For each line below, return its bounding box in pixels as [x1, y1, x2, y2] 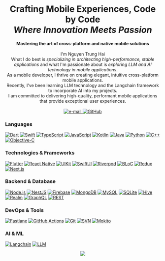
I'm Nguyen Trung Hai [61, 51, 105, 57]
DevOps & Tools [5, 206, 44, 213]
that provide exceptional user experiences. [39, 98, 127, 104]
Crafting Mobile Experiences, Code [9, 3, 156, 15]
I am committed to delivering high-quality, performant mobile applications [8, 92, 158, 99]
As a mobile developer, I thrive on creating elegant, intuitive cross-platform [7, 72, 159, 78]
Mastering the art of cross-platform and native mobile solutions [16, 40, 149, 46]
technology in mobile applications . [47, 66, 118, 72]
